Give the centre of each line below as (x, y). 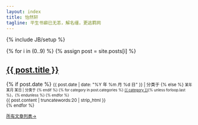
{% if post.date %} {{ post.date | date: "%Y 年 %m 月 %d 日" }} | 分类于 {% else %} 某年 (99, 85)
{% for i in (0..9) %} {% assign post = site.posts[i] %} (71, 51)
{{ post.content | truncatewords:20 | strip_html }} (56, 101)
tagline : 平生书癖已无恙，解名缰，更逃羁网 (54, 23)
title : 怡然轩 (22, 17)
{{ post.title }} (33, 70)
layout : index (24, 12)
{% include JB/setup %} (36, 40)
